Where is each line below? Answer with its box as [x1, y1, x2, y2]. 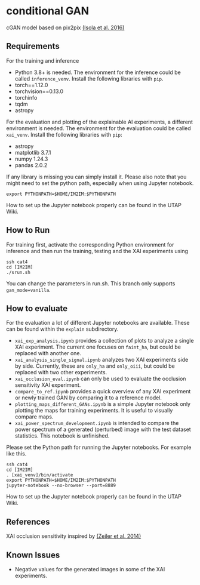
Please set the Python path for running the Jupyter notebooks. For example [6, 444, 192, 451]
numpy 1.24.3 [14, 155, 48, 162]
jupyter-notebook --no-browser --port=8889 [6, 482, 116, 489]
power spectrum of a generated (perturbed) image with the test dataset [14, 426, 191, 433]
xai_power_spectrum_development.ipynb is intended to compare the [14, 420, 179, 427]
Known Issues [6, 550, 60, 560]
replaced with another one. [14, 350, 82, 357]
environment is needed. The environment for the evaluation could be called [6, 124, 191, 132]
